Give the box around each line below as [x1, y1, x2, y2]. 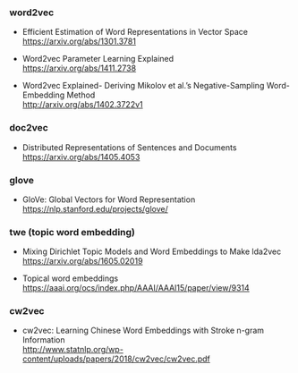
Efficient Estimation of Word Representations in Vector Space [21, 27, 249, 38]
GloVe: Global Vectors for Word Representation [21, 194, 196, 205]
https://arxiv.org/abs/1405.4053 [21, 151, 140, 162]
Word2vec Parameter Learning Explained [21, 54, 175, 64]
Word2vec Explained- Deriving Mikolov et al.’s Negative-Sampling [21, 81, 265, 91]
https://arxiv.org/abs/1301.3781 [21, 36, 137, 47]
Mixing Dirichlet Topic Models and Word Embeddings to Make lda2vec [21, 246, 282, 257]
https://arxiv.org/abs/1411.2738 [21, 63, 137, 73]
